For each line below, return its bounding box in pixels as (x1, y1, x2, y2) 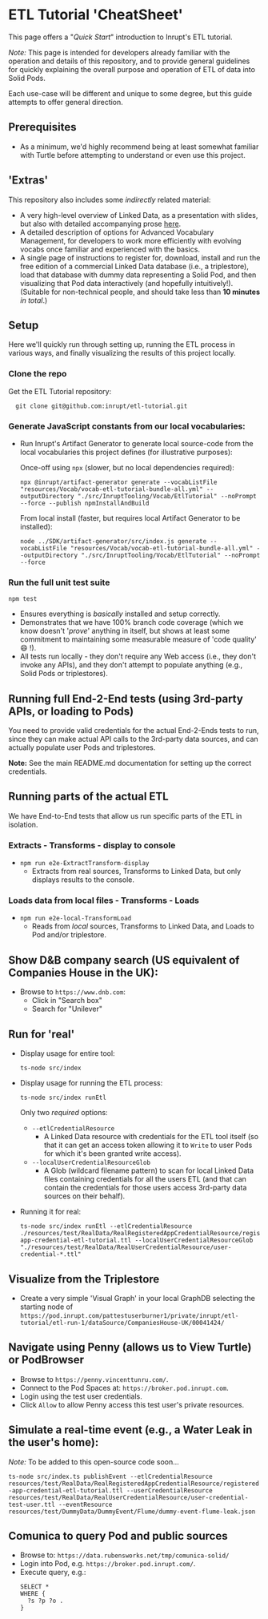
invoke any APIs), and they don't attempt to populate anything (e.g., (19, 660, 243, 670)
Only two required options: (19, 1108, 108, 1118)
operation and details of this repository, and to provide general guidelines (8, 56, 250, 66)
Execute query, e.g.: (19, 1568, 86, 1577)
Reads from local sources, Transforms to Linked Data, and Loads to (31, 921, 254, 931)
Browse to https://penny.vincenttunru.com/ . (19, 1374, 169, 1383)
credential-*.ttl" (19, 1250, 82, 1259)
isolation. (8, 820, 38, 829)
